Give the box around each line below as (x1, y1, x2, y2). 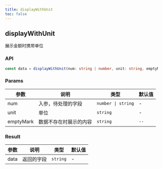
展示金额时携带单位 (5, 43, 44, 49)
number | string (97, 100, 134, 106)
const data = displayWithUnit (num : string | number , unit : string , (5, 66, 145, 71)
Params (5, 78, 23, 84)
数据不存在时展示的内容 (38, 118, 92, 125)
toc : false (5, 12, 27, 16)
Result (5, 133, 21, 140)
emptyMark (7, 118, 34, 125)
